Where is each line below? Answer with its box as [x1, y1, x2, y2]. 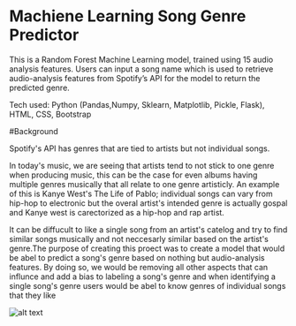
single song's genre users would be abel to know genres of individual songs [9, 280, 286, 291]
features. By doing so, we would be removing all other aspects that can [9, 262, 269, 272]
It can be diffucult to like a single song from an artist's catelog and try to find [9, 224, 288, 235]
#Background [9, 125, 59, 136]
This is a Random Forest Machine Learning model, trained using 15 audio [9, 54, 274, 64]
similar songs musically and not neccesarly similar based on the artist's [9, 233, 269, 244]
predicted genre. [9, 82, 71, 93]
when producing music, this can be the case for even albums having [9, 170, 258, 180]
